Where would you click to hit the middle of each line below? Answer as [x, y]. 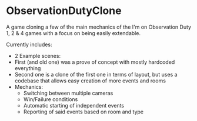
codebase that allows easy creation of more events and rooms [90, 81]
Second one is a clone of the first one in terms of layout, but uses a [96, 74]
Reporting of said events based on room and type [84, 112]
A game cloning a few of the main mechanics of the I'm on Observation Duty [99, 27]
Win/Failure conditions [51, 99]
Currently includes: [29, 44]
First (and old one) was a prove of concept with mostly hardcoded [95, 62]
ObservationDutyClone [64, 11]
